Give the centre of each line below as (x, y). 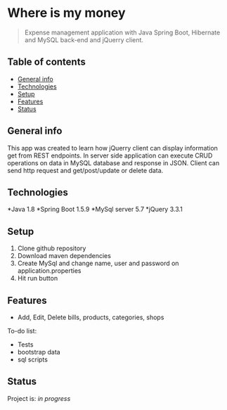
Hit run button (38, 278)
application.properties (50, 271)
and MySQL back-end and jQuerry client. (84, 39)
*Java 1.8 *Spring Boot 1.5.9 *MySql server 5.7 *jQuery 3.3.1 (95, 210)
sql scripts (32, 359)
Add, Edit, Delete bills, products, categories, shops (91, 317)
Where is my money (66, 13)
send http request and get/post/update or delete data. (85, 170)
